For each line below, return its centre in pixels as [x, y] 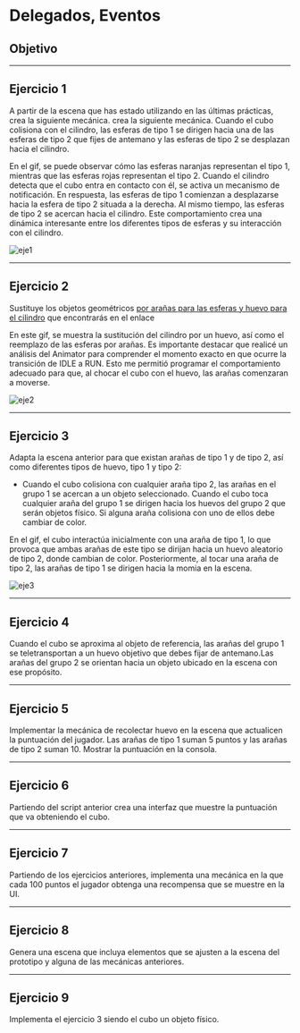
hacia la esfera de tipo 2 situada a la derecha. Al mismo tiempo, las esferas [147, 204]
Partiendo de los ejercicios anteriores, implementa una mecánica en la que [146, 875]
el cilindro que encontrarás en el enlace [82, 318]
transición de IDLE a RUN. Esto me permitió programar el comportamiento [145, 363]
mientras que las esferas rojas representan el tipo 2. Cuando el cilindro [139, 175]
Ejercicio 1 [38, 89]
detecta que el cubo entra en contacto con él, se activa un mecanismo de [145, 185]
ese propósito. [36, 673]
